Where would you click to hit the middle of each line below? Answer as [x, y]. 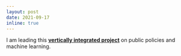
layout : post [23, 12]
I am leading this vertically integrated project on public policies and [91, 40]
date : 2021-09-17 [28, 17]
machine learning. [29, 46]
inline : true [23, 23]
